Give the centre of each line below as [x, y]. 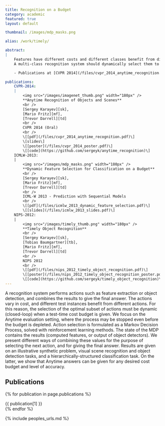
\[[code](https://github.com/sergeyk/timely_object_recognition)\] [93, 279]
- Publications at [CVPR [39, 73]
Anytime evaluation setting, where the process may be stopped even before [82, 319]
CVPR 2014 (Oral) [40, 128]
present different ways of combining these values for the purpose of [74, 340]
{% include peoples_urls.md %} [37, 418]
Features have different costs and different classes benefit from [84, 59]
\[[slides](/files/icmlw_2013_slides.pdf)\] [69, 210]
